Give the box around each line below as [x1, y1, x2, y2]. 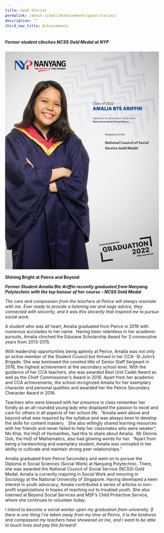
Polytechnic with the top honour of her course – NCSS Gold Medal [5, 289, 142, 295]
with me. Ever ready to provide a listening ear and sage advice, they [5, 303, 143, 310]
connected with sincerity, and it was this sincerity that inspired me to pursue [5, 309, 159, 315]
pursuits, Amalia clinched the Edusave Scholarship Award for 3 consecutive [5, 334, 157, 340]
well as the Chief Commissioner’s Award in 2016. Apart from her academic [5, 374, 154, 381]
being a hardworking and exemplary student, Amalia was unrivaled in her [5, 441, 152, 447]
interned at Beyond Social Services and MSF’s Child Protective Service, [5, 492, 149, 498]
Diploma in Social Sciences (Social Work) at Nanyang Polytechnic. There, [5, 461, 152, 467]
